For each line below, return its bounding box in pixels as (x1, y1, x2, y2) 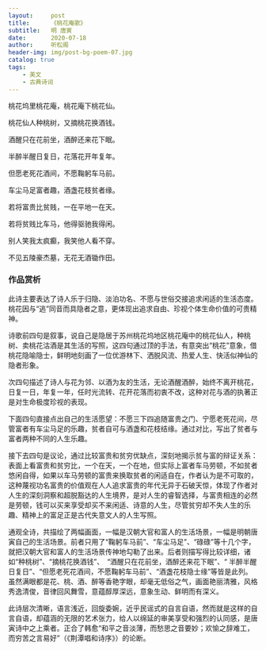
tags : (8, 63, 26, 71)
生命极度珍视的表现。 (21, 397, 92, 406)
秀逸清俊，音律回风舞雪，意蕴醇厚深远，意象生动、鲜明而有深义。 (8, 587, 223, 596)
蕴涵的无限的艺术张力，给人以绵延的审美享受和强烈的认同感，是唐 (42, 613, 258, 623)
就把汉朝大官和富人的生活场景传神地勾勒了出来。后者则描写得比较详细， (8, 547, 244, 556)
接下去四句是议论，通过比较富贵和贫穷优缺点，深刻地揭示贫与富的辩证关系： (8, 450, 258, 460)
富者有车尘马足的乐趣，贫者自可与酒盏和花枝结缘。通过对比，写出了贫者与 (14, 424, 258, 433)
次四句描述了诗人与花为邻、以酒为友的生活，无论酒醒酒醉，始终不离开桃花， (8, 377, 258, 387)
